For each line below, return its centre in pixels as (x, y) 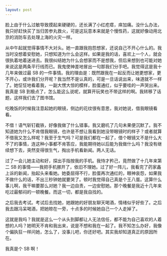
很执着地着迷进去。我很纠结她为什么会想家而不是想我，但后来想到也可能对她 (83, 60)
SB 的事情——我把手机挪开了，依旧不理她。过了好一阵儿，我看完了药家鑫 (86, 167)
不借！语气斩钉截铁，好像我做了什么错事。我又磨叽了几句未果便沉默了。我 (81, 125)
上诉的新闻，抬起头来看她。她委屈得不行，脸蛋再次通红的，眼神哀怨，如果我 (83, 173)
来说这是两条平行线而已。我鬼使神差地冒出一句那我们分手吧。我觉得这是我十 (83, 66)
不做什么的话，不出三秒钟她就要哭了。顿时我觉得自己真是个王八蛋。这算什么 (83, 179)
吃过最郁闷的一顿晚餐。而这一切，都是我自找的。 (55, 192)
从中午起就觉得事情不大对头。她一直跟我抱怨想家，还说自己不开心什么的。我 (83, 47)
